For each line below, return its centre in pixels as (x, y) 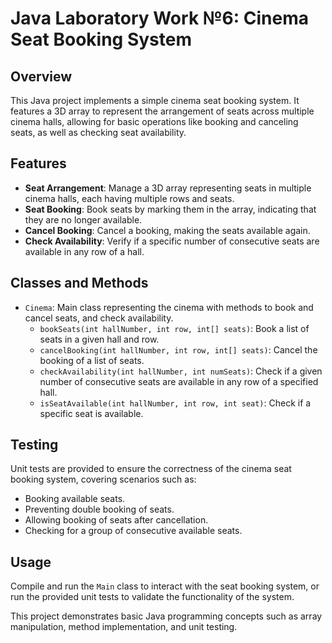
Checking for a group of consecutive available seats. (133, 531)
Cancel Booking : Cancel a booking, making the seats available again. (167, 230)
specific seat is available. (91, 413)
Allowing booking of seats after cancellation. (116, 520)
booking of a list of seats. (92, 360)
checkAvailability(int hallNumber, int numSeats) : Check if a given (181, 371)
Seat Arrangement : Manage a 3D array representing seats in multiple (168, 188)
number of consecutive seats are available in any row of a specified (179, 381)
